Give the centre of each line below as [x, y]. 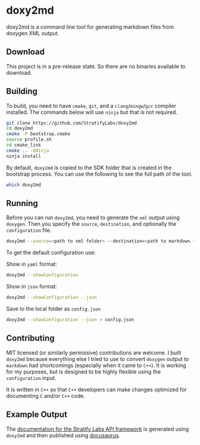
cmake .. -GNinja [28, 150]
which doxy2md [24, 185]
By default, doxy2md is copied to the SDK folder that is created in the [89, 167]
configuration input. [31, 378]
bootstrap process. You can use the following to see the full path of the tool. [99, 174]
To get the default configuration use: [51, 253]
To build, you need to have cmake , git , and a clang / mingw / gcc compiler [91, 105]
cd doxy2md [20, 129]
